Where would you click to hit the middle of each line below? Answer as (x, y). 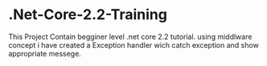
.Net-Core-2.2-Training (88, 15)
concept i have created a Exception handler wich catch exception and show (133, 45)
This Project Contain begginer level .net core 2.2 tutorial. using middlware (130, 37)
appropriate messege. (45, 53)
